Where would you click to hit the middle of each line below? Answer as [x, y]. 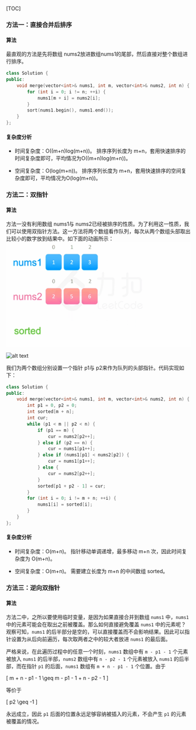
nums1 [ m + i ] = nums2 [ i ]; [69, 98]
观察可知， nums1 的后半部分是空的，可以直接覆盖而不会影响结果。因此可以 [95, 632]
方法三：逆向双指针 [33, 588]
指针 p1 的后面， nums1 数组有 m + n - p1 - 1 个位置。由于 [96, 667]
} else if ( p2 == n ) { [65, 443]
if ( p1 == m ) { [56, 430]
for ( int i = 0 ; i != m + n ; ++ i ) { [72, 499]
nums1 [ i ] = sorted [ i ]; [65, 504]
